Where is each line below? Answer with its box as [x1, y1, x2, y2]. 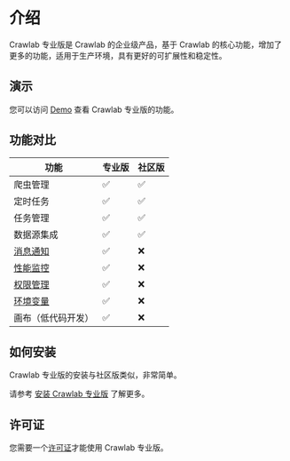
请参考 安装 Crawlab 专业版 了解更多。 [9, 388, 150, 400]
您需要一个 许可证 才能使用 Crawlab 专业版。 [9, 442, 169, 453]
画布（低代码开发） [13, 312, 95, 324]
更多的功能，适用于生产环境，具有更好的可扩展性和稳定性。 [9, 50, 227, 60]
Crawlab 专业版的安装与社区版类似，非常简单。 [9, 370, 182, 380]
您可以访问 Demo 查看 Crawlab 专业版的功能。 [9, 104, 179, 115]
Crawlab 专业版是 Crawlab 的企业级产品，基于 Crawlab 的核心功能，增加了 [9, 39, 282, 50]
